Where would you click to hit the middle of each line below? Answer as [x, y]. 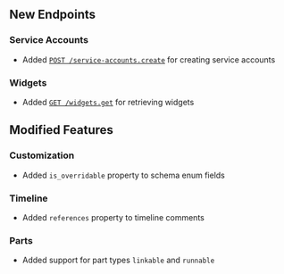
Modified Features [62, 130]
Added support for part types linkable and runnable [118, 260]
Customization [42, 155]
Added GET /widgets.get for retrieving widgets [108, 102]
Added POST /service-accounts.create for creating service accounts [149, 59]
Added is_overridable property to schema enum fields [124, 175]
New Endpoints [53, 15]
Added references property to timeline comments [113, 217]
